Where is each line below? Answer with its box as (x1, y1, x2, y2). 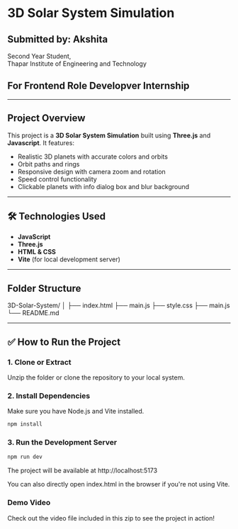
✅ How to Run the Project (7, 336, 121, 348)
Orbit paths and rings (17, 159, 80, 168)
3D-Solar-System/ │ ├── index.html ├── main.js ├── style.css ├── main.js (7, 301, 230, 309)
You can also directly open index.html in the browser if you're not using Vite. (7, 480, 230, 489)
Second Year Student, (7, 52, 72, 60)
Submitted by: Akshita (7, 33, 108, 45)
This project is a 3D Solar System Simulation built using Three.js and (7, 131, 211, 140)
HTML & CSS (17, 248, 57, 256)
